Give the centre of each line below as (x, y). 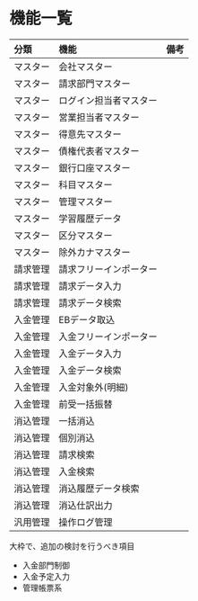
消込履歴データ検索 (99, 489)
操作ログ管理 (86, 522)
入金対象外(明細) (94, 387)
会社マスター (86, 67)
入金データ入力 (90, 354)
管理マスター (86, 202)
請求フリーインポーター (108, 269)
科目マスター (86, 184)
